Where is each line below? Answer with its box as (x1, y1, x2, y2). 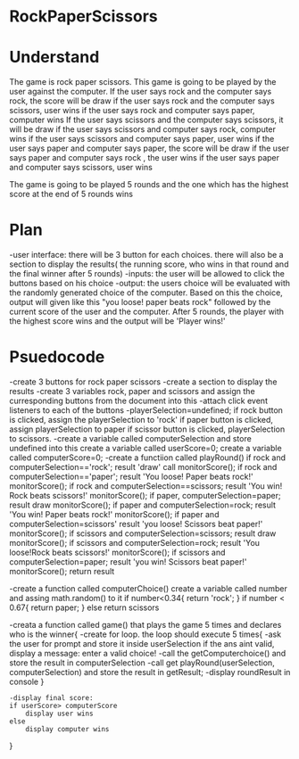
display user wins (25, 709, 94, 718)
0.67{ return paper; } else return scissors (9, 602, 160, 613)
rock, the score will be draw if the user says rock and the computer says (9, 95, 275, 106)
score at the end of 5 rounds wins (9, 189, 134, 200)
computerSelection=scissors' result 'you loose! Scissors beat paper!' (9, 519, 263, 529)
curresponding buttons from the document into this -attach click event (9, 395, 268, 406)
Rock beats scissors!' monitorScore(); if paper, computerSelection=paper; (9, 491, 281, 500)
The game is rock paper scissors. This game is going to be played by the (9, 77, 277, 87)
